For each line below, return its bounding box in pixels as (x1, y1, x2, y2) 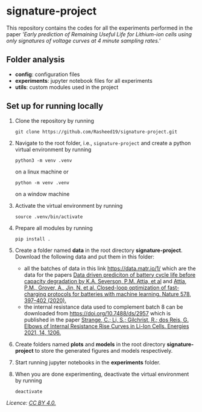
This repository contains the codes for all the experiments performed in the (6, 24, 193, 31)
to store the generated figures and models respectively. (35, 347, 173, 354)
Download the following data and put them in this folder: (14, 253, 155, 260)
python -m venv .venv (14, 179, 69, 185)
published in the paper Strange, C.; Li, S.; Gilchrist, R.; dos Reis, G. (24, 316, 189, 323)
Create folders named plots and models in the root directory (14, 340, 166, 348)
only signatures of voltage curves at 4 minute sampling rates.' (6, 37, 161, 44)
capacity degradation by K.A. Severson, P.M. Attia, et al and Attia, (24, 277, 187, 285)
